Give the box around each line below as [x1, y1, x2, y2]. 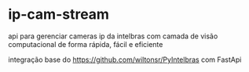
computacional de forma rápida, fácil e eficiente [8, 39, 163, 49]
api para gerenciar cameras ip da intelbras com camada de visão [8, 31, 218, 41]
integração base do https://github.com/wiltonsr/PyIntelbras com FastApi [8, 55, 242, 64]
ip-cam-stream [8, 5, 110, 23]
